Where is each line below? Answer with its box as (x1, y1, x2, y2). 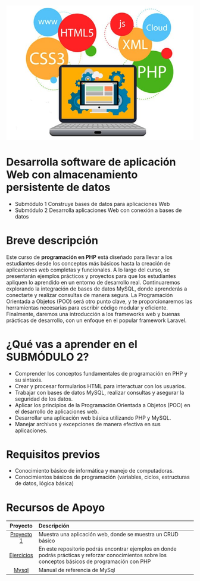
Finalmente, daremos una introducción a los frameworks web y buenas (6, 310, 180, 317)
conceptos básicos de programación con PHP (38, 558, 151, 565)
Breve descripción (6, 233, 98, 247)
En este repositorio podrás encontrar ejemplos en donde (38, 545, 177, 552)
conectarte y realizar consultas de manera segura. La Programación (6, 291, 173, 298)
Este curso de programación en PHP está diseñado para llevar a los (6, 253, 173, 261)
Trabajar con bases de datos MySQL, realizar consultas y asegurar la (14, 389, 185, 396)
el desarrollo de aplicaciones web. (14, 408, 99, 415)
